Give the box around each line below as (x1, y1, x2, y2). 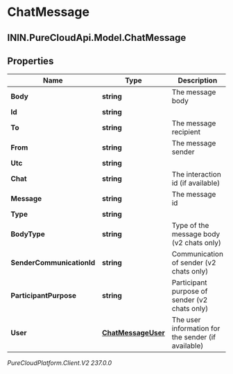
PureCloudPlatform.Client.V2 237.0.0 (7, 359, 112, 367)
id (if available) (171, 178, 221, 188)
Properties (7, 55, 54, 66)
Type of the (171, 221, 209, 231)
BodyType (10, 229, 45, 239)
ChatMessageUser (101, 328, 165, 338)
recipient (171, 127, 201, 137)
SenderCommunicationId (10, 258, 96, 267)
